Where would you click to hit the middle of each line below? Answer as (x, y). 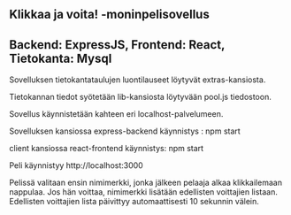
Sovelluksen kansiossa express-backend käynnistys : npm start (125, 131)
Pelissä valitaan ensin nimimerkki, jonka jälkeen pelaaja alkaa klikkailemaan (146, 183)
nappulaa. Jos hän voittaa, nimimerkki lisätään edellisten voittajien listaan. (144, 192)
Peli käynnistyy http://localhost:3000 (76, 165)
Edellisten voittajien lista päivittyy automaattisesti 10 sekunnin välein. (134, 202)
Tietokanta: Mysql (61, 58)
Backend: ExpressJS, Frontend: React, (117, 45)
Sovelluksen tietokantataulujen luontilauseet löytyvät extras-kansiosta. (138, 80)
